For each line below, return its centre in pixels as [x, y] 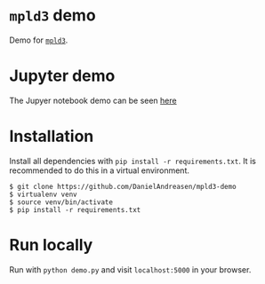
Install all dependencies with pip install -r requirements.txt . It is [132, 161]
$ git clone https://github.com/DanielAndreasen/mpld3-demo [123, 186]
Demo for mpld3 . [39, 40]
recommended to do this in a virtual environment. [99, 170]
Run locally [51, 245]
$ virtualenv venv [43, 194]
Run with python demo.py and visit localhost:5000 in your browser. [130, 269]
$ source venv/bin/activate [61, 202]
